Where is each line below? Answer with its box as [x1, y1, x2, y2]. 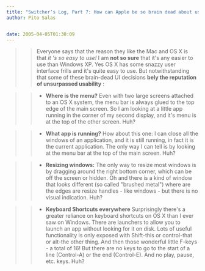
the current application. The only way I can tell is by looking [45, 143, 195, 150]
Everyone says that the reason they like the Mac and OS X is [36, 48, 188, 55]
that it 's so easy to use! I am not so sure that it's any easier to [36, 54, 193, 62]
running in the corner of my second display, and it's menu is [45, 111, 196, 119]
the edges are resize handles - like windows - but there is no [45, 187, 198, 195]
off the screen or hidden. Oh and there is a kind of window [45, 174, 193, 182]
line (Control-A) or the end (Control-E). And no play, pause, [45, 251, 194, 259]
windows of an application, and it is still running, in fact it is [45, 136, 194, 144]
